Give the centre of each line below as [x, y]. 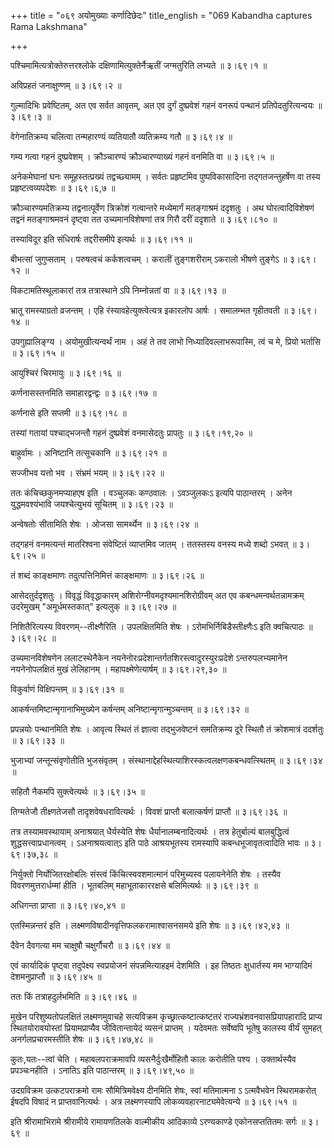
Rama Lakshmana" [49, 26]
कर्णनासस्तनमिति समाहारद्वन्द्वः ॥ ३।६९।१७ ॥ [83, 393]
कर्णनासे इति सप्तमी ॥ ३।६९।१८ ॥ [68, 413]
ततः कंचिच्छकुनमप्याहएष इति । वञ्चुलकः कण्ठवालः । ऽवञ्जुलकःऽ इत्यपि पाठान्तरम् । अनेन [151, 493]
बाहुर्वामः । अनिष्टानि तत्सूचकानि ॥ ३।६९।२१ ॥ [88, 453]
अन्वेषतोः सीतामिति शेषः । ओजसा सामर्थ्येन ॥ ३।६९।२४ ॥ [104, 524]
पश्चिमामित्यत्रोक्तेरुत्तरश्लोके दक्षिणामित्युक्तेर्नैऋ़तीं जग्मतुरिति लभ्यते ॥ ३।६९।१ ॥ [139, 65]
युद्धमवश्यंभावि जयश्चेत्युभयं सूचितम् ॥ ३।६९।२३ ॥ [91, 504]
